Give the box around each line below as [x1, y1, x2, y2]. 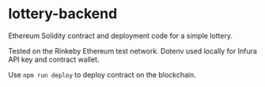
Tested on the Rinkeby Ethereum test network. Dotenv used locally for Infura [8, 46, 257, 55]
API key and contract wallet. [8, 55, 100, 64]
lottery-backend [8, 5, 118, 23]
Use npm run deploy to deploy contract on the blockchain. [8, 70, 196, 79]
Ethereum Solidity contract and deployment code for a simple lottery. [8, 31, 233, 40]
